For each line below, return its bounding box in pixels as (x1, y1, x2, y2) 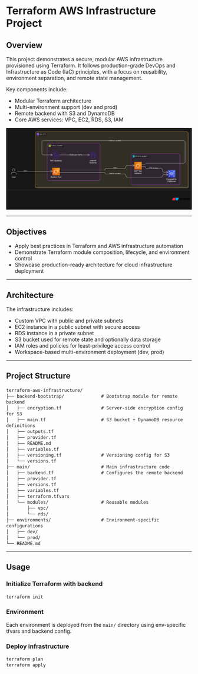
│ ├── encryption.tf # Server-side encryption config (6, 405, 183, 411)
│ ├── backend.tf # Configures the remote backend (6, 470, 183, 475)
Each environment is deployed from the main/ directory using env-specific (6, 621, 186, 628)
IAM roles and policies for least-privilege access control (14, 342, 151, 349)
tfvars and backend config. (6, 627, 72, 635)
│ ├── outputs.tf (6, 428, 54, 434)
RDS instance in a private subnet (14, 330, 94, 337)
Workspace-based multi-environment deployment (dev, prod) (14, 349, 164, 356)
